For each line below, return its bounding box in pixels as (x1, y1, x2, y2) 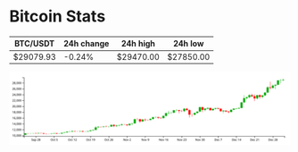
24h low (172, 38, 204, 49)
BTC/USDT (14, 38, 55, 49)
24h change (63, 38, 110, 49)
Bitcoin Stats (9, 6, 106, 27)
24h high (120, 38, 156, 49)
